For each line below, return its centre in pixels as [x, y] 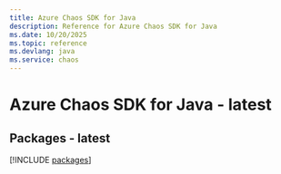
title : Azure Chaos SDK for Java [73, 18]
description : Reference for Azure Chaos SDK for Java [114, 26]
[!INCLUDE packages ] [50, 160]
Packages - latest [60, 138]
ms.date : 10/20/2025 [49, 34]
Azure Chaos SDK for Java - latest [141, 105]
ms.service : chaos [44, 60]
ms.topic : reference [49, 43]
